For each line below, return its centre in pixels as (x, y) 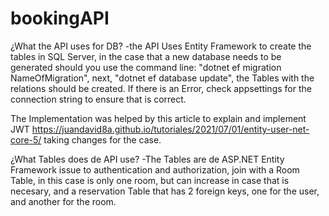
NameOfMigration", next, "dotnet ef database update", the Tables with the (162, 78)
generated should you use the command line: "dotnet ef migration (146, 67)
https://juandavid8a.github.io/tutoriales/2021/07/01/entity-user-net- (170, 129)
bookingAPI (60, 18)
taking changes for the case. (102, 139)
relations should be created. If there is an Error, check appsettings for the (161, 88)
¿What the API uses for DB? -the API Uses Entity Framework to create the (161, 46)
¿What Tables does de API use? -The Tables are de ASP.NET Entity (147, 159)
